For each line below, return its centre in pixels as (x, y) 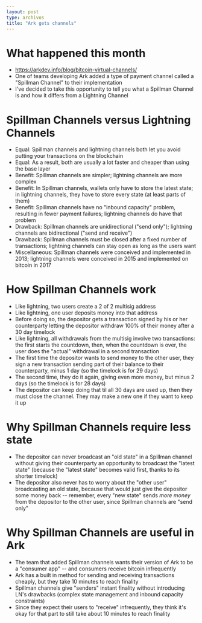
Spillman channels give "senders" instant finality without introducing (100, 588)
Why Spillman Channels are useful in (100, 533)
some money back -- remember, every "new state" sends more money (103, 495)
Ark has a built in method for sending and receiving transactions (95, 575)
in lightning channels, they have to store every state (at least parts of (100, 195)
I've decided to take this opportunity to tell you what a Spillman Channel (104, 89)
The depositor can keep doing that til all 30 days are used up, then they (104, 390)
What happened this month (76, 53)
